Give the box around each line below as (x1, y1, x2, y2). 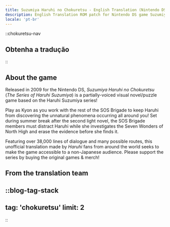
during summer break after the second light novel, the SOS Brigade (5, 118, 145, 124)
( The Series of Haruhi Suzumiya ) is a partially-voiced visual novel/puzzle (5, 92, 157, 98)
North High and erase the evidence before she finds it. (5, 129, 119, 134)
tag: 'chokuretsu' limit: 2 (5, 203, 84, 212)
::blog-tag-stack (5, 186, 59, 195)
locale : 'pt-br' (5, 17, 39, 22)
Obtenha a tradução (5, 45, 69, 53)
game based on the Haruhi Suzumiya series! (5, 97, 98, 103)
